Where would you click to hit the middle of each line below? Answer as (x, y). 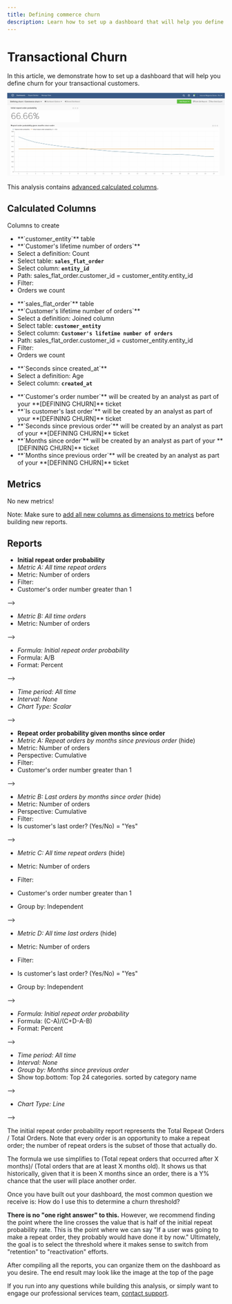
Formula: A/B (36, 658)
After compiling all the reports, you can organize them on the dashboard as (114, 1265)
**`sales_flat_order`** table (56, 304)
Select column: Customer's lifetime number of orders (95, 333)
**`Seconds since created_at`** (62, 368)
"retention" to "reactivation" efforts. (58, 1252)
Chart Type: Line (41, 1104)
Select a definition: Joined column (66, 318)
